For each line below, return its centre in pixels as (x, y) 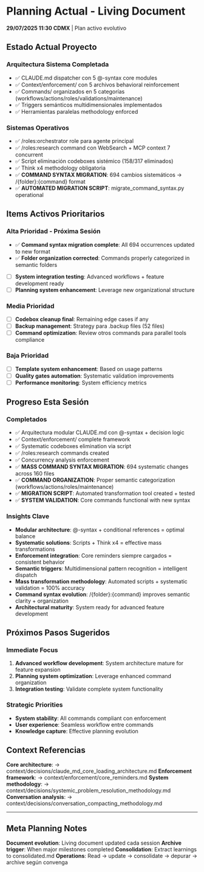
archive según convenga (37, 862)
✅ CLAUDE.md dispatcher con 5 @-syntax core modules (86, 78)
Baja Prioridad (28, 356)
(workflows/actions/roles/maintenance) (64, 487)
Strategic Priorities (35, 705)
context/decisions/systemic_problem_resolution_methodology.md (89, 791)
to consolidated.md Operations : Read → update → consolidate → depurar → (102, 856)
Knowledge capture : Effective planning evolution (76, 731)
